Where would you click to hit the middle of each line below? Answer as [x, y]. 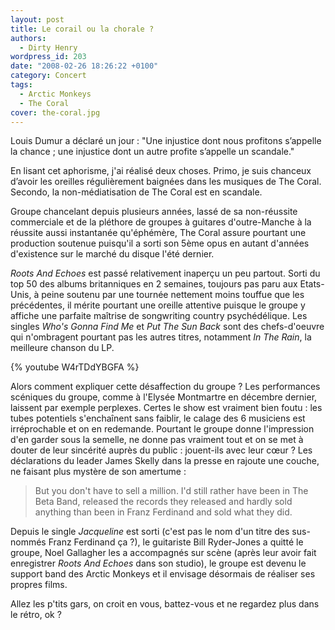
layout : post [37, 19]
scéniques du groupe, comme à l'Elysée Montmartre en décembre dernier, [164, 397]
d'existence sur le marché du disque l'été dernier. [112, 254]
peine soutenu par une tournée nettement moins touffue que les [173, 295]
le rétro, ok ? [36, 615]
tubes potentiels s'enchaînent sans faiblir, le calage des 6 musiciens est [158, 418]
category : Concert [48, 76]
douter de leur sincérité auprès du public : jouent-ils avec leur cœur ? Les [161, 450]
